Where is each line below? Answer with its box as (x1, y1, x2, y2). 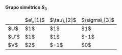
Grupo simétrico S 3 (5, 5, 47, 12)
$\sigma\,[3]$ (81, 16, 115, 23)
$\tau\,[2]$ (50, 16, 77, 23)
